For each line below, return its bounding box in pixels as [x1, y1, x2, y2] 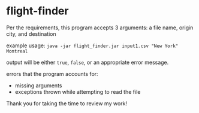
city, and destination [6, 30, 56, 37]
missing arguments [14, 82, 62, 89]
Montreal [6, 48, 28, 54]
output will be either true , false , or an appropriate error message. [6, 59, 169, 66]
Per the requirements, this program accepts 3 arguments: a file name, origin [6, 24, 194, 31]
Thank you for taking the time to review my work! [6, 100, 128, 107]
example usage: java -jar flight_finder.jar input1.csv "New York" [6, 42, 179, 49]
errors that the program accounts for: [6, 70, 98, 77]
